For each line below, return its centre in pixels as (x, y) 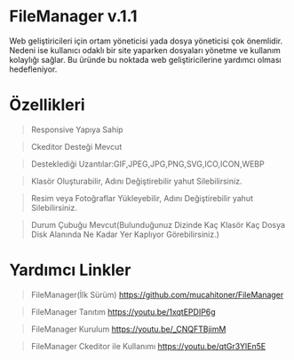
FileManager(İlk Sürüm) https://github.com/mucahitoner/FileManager (157, 294)
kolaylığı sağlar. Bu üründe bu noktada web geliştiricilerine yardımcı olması (145, 59)
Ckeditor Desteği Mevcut (76, 146)
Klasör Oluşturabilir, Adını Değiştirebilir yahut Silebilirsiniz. (136, 181)
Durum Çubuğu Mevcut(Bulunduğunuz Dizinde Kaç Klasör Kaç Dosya (158, 224)
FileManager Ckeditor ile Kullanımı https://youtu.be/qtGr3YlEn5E (148, 346)
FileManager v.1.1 (73, 16)
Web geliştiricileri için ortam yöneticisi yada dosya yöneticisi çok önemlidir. (146, 41)
